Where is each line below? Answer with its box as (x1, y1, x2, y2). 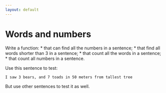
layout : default (5, 7, 39, 12)
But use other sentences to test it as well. (5, 83, 90, 89)
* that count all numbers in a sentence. (5, 55, 85, 61)
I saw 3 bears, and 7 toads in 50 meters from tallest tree (5, 75, 133, 80)
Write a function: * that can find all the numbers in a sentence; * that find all (5, 45, 161, 51)
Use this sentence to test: (5, 65, 58, 71)
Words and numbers (5, 28, 91, 40)
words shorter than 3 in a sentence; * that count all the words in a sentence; (5, 50, 162, 56)
